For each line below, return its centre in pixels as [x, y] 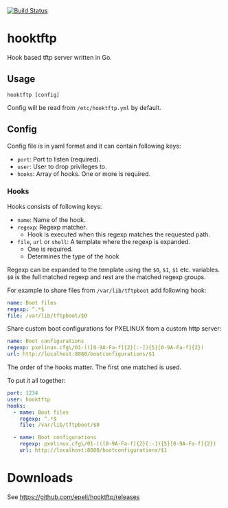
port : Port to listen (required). [59, 159]
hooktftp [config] [33, 95]
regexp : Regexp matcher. [52, 227]
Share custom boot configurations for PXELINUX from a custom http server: [114, 329]
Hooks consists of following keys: [55, 206]
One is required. [50, 249]
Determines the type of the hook [73, 256]
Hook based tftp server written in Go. [59, 57]
